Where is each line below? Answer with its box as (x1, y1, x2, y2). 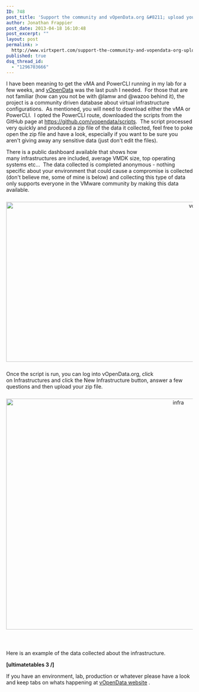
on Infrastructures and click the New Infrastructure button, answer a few (6, 377, 183, 384)
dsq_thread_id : (6, 58, 44, 64)
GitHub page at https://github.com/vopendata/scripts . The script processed (6, 118, 192, 125)
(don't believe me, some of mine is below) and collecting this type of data (6, 173, 185, 181)
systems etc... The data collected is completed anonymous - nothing (6, 161, 175, 168)
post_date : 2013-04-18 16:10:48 (6, 25, 86, 31)
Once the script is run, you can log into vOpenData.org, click (6, 371, 154, 378)
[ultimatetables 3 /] (6, 661, 54, 668)
